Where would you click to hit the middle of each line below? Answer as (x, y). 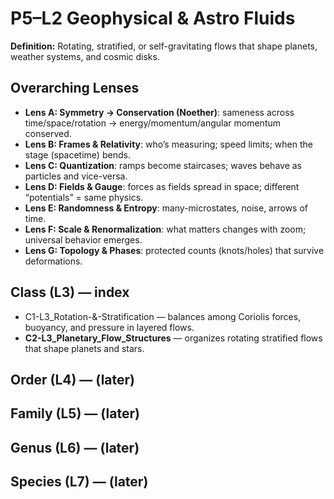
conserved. (48, 133)
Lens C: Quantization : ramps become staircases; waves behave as (163, 165)
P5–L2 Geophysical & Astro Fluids (153, 18)
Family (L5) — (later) (75, 413)
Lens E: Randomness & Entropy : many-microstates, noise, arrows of (166, 208)
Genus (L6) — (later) (75, 447)
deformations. (53, 261)
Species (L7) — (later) (79, 482)
